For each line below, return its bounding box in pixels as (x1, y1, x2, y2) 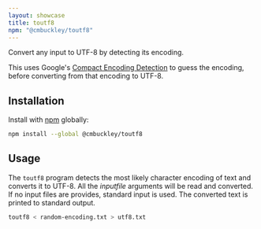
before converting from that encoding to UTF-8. (8, 72, 164, 81)
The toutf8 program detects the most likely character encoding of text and (8, 172, 252, 182)
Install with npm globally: (8, 115, 89, 124)
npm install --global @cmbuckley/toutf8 (8, 131, 144, 139)
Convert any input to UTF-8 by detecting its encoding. (8, 48, 184, 57)
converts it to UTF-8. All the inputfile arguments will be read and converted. (8, 181, 254, 190)
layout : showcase (8, 11, 65, 20)
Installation (8, 94, 65, 107)
